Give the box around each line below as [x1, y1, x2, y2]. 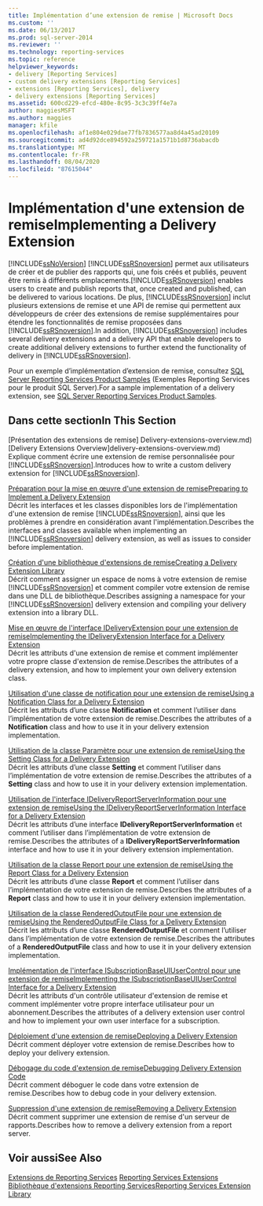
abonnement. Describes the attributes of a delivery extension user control [8, 1007, 245, 1017]
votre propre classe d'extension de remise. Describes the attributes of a [8, 656, 239, 666]
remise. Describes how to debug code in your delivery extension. [8, 1088, 217, 1097]
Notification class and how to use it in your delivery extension [8, 722, 210, 731]
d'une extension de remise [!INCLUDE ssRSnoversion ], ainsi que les [8, 509, 225, 518]
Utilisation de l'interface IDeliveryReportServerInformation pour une [8, 794, 227, 803]
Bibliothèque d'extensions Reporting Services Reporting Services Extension [8, 1181, 251, 1190]
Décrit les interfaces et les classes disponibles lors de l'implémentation [8, 500, 238, 510]
